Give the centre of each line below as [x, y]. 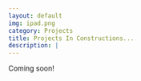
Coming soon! [31, 68]
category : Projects [41, 30]
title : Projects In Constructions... [71, 38]
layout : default [35, 16]
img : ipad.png [32, 23]
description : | [34, 46]
